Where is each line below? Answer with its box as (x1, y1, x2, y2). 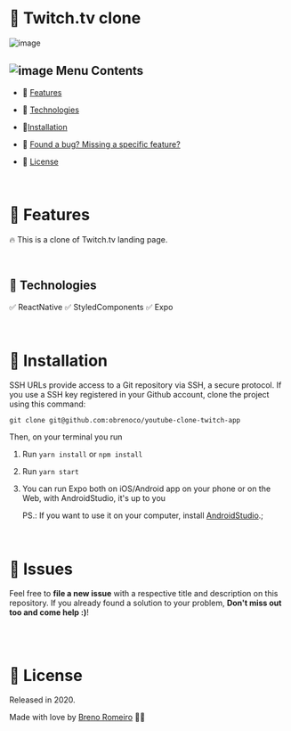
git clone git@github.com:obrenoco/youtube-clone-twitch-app (9, 416, 241, 425)
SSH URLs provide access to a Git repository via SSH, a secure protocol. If (9, 380, 282, 390)
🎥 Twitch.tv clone (9, 8, 141, 29)
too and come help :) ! (9, 607, 89, 618)
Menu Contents (55, 63, 144, 78)
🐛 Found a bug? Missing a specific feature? (21, 138, 181, 150)
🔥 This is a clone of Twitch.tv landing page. (9, 234, 168, 244)
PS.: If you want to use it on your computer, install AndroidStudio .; (21, 510, 264, 521)
